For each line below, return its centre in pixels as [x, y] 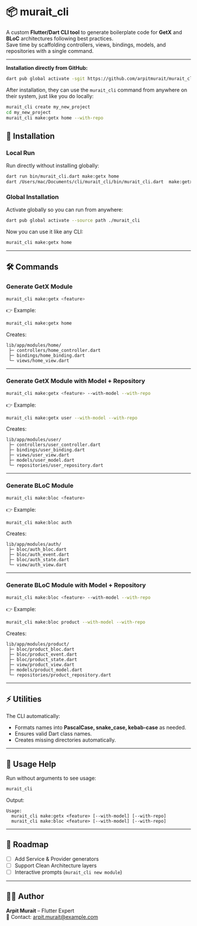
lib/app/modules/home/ [34, 345]
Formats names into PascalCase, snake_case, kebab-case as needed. [100, 727]
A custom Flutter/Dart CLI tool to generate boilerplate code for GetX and [94, 32]
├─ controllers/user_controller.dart [55, 445]
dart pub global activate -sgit [45, 78]
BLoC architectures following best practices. [60, 38]
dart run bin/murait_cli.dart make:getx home [62, 177]
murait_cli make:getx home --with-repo [55, 118]
